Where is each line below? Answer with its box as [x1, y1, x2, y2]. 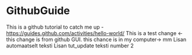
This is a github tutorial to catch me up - [6, 23, 104, 30]
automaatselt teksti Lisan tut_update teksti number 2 [6, 42, 134, 49]
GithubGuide [6, 4, 70, 18]
